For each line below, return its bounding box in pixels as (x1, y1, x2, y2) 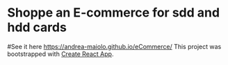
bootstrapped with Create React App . (7, 50, 114, 58)
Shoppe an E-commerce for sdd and (7, 5, 220, 21)
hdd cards (7, 19, 67, 35)
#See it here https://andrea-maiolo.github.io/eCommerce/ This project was (7, 42, 222, 50)
